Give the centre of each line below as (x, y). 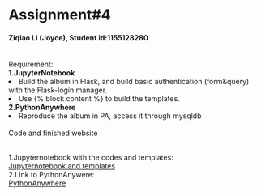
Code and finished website (53, 133)
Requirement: (31, 64)
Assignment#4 (60, 15)
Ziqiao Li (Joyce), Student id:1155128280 (78, 37)
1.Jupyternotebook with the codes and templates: (91, 158)
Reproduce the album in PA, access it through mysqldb (110, 116)
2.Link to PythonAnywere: (51, 175)
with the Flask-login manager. (58, 90)
